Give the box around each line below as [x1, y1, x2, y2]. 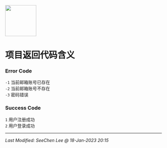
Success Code [5, 104, 41, 111]
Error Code [5, 68, 32, 74]
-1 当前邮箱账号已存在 [5, 79, 51, 85]
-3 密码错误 [5, 92, 29, 98]
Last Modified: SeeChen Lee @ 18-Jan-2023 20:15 [5, 137, 109, 143]
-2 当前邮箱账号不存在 [5, 85, 51, 91]
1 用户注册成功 [5, 116, 35, 122]
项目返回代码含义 [5, 50, 76, 61]
